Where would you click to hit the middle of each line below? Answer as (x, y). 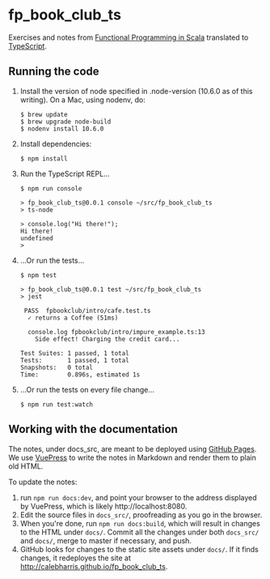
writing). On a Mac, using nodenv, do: (82, 100)
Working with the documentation (93, 429)
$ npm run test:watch (56, 404)
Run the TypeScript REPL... (65, 174)
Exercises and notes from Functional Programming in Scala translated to (129, 37)
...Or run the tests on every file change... (87, 389)
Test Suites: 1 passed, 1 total (74, 353)
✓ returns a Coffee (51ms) (73, 318)
